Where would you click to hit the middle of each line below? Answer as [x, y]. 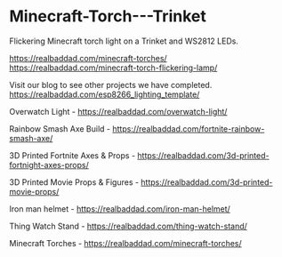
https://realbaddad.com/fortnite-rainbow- [189, 128]
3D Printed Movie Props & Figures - [74, 182]
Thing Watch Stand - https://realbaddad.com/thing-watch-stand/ [128, 226]
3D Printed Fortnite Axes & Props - [73, 155]
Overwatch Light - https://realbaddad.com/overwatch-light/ [118, 111]
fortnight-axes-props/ [49, 165]
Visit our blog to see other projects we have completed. [111, 84]
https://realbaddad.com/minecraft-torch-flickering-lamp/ [113, 68]
